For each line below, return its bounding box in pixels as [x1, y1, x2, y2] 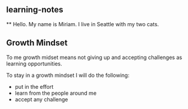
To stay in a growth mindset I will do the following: [6, 71, 130, 79]
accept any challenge [14, 95, 68, 103]
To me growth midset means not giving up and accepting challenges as [6, 54, 183, 61]
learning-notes [6, 5, 63, 15]
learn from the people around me [14, 89, 97, 96]
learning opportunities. [6, 60, 62, 67]
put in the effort [14, 83, 54, 90]
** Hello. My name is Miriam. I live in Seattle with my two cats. [6, 20, 159, 27]
